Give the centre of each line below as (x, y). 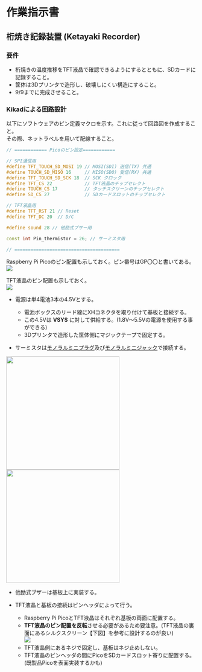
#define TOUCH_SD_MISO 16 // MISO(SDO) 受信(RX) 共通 (79, 172)
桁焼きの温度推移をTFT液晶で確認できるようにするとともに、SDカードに (105, 69)
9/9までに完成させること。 (49, 92)
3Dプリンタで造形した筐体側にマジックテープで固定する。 (96, 335)
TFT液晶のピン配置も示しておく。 (48, 281)
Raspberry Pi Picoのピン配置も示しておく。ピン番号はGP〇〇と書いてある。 (100, 262)
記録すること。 (33, 77)
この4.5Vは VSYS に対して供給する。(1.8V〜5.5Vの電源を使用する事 (109, 320)
